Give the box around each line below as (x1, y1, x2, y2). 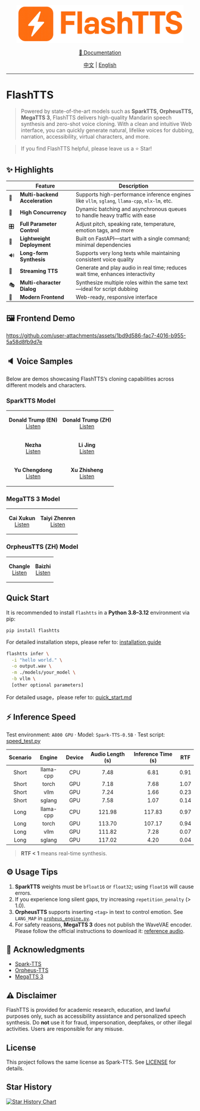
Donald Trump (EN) (8, 416, 58, 423)
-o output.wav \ (11, 663, 52, 670)
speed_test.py (6, 737, 41, 744)
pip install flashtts (6, 627, 60, 634)
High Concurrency (20, 208, 67, 216)
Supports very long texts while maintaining (76, 250, 180, 256)
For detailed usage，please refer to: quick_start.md (6, 693, 132, 701)
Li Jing (78, 441, 96, 449)
